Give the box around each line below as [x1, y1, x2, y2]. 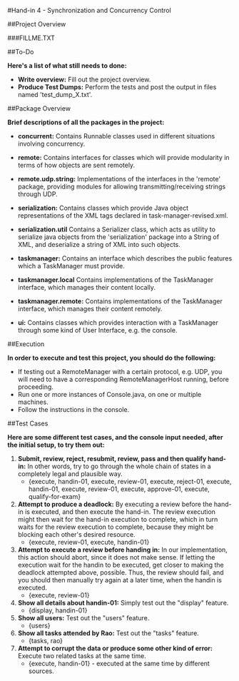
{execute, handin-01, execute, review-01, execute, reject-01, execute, [28, 478, 232, 485]
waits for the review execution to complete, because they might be [17, 523, 214, 531]
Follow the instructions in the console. [17, 405, 130, 413]
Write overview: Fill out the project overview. [17, 75, 151, 84]
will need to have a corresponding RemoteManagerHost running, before [17, 375, 230, 383]
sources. [28, 667, 55, 675]
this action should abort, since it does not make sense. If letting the [17, 553, 215, 561]
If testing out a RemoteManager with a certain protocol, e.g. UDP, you [17, 368, 223, 375]
